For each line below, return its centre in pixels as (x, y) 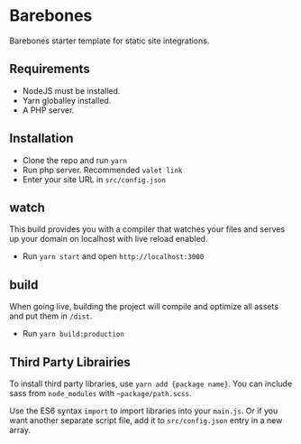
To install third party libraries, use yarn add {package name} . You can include (151, 384)
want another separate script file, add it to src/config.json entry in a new (146, 420)
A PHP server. (48, 110)
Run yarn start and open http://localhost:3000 (113, 256)
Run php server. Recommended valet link (102, 170)
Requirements (50, 69)
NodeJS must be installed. (71, 90)
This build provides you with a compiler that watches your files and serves (147, 229)
